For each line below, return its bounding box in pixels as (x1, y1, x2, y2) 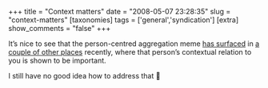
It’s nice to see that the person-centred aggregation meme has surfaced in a (8, 39, 260, 48)
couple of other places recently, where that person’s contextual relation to (8, 48, 252, 56)
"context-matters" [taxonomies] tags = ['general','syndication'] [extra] (8, 15, 239, 25)
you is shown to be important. (8, 55, 106, 65)
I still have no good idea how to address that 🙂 (8, 71, 161, 80)
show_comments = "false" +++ (8, 24, 111, 33)
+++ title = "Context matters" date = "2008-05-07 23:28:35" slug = (8, 7, 231, 16)
